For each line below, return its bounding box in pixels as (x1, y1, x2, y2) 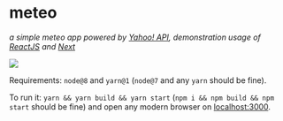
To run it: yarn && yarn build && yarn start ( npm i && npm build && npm (9, 92, 275, 102)
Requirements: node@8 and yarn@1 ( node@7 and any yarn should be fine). (9, 74, 267, 86)
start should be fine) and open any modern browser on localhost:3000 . (9, 101, 272, 112)
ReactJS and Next (9, 41, 76, 51)
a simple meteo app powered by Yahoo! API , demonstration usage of (9, 32, 261, 42)
